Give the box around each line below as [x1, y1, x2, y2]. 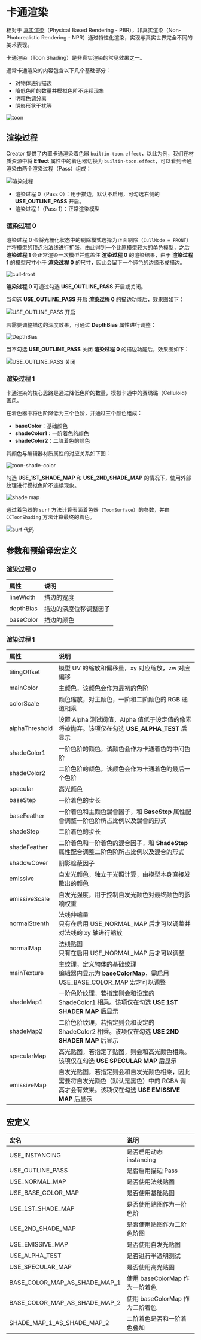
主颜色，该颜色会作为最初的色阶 [59, 684, 149, 692]
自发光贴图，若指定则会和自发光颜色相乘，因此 [59, 1068, 191, 1076]
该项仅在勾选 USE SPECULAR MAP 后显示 [59, 1057, 178, 1065]
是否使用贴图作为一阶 [126, 1201, 187, 1209]
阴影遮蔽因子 [59, 859, 95, 868]
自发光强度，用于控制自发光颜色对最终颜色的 [59, 891, 185, 899]
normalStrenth [9, 919, 50, 928]
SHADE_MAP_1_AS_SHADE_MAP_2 [9, 1319, 109, 1327]
